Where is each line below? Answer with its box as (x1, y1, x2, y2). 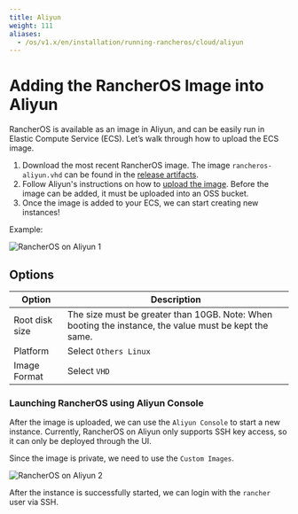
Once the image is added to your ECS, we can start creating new (21, 198, 259, 208)
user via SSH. (9, 497, 59, 508)
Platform (13, 345, 50, 357)
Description (150, 293, 201, 306)
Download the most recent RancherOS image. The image (21, 160, 231, 171)
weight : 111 (9, 21, 53, 30)
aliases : (9, 29, 42, 38)
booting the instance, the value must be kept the (67, 320, 269, 331)
